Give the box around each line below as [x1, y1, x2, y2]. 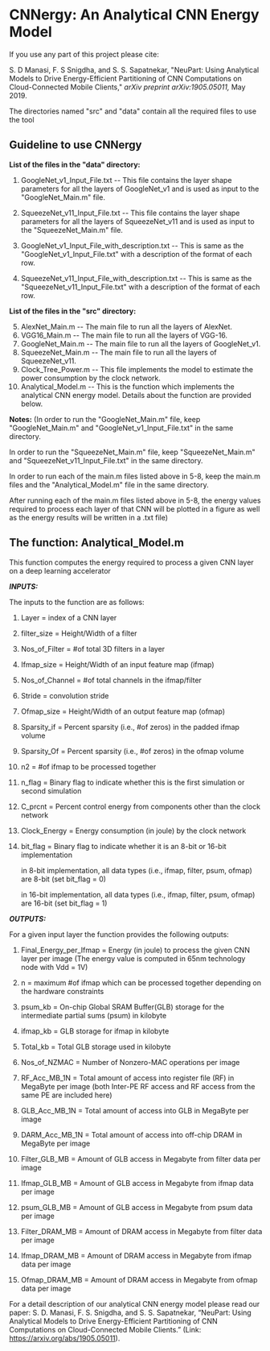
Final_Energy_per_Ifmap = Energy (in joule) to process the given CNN [20, 945, 250, 955]
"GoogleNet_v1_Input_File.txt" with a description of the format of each [20, 249, 252, 259]
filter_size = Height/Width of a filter [20, 628, 137, 638]
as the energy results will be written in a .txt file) [9, 512, 168, 522]
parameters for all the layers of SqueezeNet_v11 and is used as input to [20, 216, 256, 226]
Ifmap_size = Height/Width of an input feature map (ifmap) [20, 659, 215, 669]
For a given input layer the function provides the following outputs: [9, 929, 230, 939]
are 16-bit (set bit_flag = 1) [20, 898, 108, 908]
